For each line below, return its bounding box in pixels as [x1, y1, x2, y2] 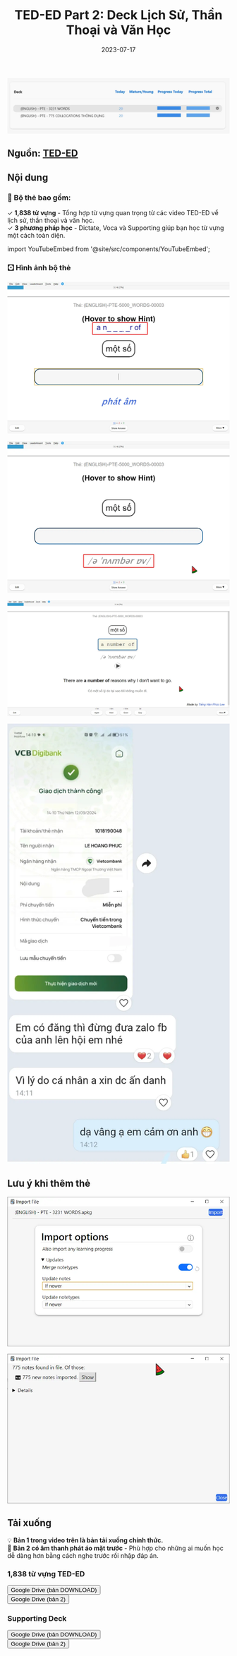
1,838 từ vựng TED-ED [7, 1569, 85, 1578]
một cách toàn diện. [7, 231, 66, 240]
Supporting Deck [7, 1613, 67, 1623]
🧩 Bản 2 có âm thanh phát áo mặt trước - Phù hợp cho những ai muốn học [7, 1544, 224, 1552]
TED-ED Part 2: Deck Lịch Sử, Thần [14, 7, 223, 23]
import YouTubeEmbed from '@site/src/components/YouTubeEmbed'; [7, 245, 210, 253]
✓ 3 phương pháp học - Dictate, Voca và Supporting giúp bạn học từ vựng [7, 224, 224, 232]
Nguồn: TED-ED [7, 147, 78, 159]
